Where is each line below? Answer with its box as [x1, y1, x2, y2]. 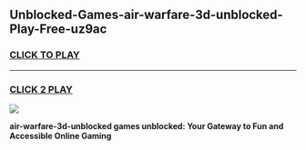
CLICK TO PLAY [9, 49, 80, 62]
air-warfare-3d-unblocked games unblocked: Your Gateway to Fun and [9, 120, 284, 131]
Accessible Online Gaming [9, 130, 112, 141]
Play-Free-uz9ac [9, 22, 107, 37]
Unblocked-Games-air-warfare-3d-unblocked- [9, 7, 284, 23]
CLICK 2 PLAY [9, 83, 73, 95]
